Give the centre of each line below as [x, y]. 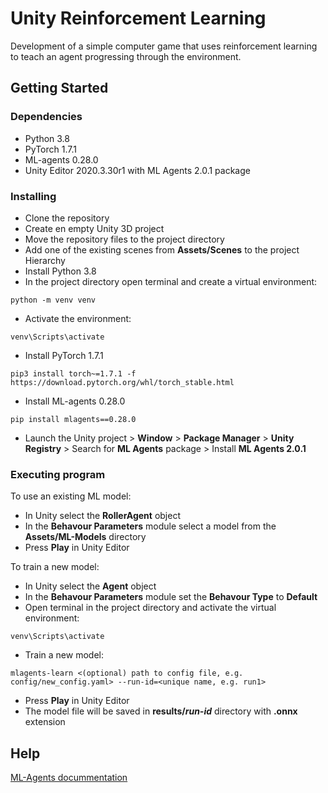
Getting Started [59, 88]
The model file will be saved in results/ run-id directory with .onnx [161, 711]
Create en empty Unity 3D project [94, 228]
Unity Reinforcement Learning [138, 18]
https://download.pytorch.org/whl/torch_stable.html [122, 382]
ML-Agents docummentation [69, 778]
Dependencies [46, 117]
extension [45, 722]
